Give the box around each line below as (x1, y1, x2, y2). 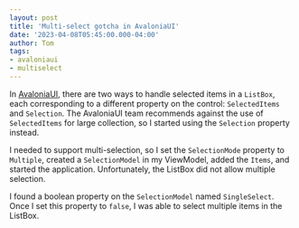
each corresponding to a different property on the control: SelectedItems (9, 98, 280, 109)
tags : (9, 47, 30, 56)
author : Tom (9, 38, 54, 48)
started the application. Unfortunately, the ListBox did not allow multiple (9, 164, 276, 175)
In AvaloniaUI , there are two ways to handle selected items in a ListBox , (9, 88, 276, 100)
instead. (9, 127, 40, 138)
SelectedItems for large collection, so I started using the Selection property (9, 117, 291, 128)
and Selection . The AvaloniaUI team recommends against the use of (9, 108, 264, 119)
